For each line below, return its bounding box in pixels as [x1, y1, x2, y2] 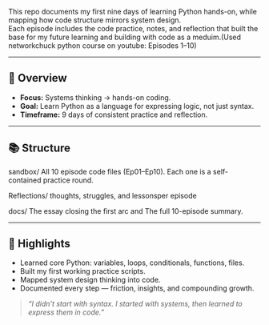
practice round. [42, 175, 94, 185]
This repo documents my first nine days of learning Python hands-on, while [8, 7, 258, 16]
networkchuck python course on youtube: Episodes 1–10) [8, 41, 198, 50]
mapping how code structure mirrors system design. [8, 15, 182, 25]
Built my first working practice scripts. [19, 267, 146, 276]
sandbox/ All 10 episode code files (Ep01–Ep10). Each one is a [8, 167, 211, 176]
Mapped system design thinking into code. [19, 275, 161, 285]
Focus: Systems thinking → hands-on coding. [19, 92, 171, 102]
